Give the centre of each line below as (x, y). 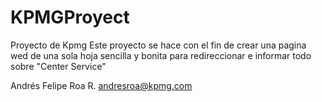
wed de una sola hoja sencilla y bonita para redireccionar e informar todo (161, 55)
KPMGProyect (70, 17)
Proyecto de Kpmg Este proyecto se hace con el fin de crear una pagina (158, 45)
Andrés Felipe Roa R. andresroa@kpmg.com (101, 85)
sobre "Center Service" (58, 66)
